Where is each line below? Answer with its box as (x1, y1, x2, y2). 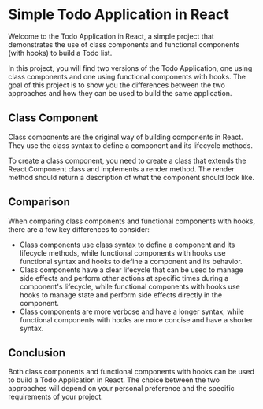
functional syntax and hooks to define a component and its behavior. (19, 256, 243, 266)
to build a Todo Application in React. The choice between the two (8, 375, 220, 385)
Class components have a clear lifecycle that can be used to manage (19, 265, 244, 275)
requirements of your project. (8, 392, 104, 402)
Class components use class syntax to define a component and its (19, 240, 235, 249)
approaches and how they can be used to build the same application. (8, 88, 232, 98)
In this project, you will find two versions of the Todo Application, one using (8, 63, 253, 72)
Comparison (8, 195, 71, 209)
